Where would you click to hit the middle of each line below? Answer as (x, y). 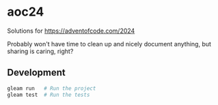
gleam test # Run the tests (49, 95)
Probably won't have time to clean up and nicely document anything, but (109, 44)
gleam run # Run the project (52, 88)
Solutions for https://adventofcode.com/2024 (71, 31)
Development (37, 73)
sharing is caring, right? (40, 51)
